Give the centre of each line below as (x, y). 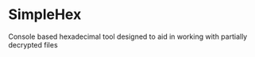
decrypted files (33, 44)
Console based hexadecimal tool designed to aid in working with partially (128, 36)
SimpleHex (45, 15)
